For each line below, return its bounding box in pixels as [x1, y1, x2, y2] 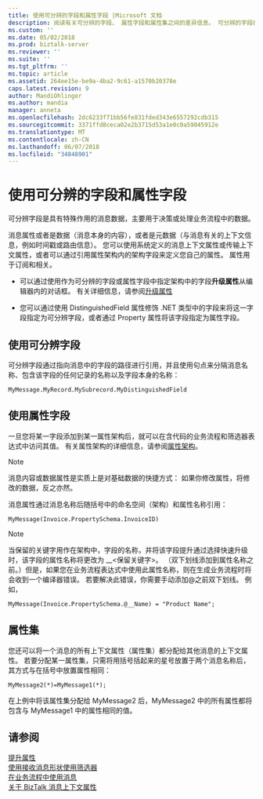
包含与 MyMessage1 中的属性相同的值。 [8, 706, 137, 715]
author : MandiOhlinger [8, 92, 82, 100]
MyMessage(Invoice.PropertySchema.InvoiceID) [8, 515, 159, 523]
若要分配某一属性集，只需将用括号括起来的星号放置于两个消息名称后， [23, 655, 250, 665]
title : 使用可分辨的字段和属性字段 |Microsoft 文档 [8, 11, 163, 20]
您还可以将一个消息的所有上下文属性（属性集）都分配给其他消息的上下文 [8, 645, 241, 655]
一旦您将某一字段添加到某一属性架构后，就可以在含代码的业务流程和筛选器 [8, 431, 248, 440]
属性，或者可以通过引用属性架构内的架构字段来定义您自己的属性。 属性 [14, 250, 243, 260]
